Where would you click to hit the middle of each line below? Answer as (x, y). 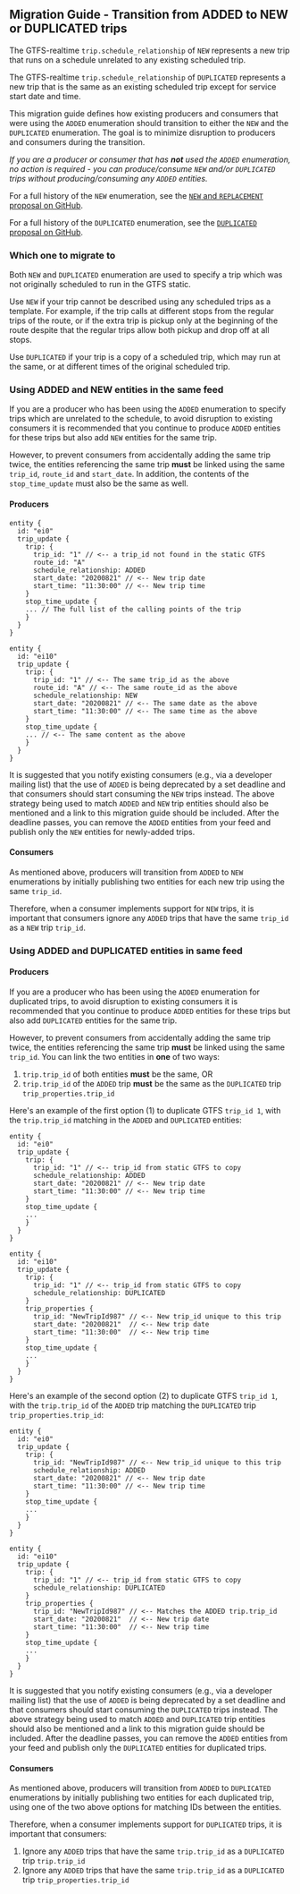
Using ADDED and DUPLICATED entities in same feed (126, 951)
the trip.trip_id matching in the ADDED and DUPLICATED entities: (126, 1120)
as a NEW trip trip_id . (48, 927)
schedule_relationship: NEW (85, 695)
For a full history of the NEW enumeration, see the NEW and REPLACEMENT (136, 195)
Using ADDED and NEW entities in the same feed (117, 390)
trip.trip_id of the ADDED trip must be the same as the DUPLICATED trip (152, 1083)
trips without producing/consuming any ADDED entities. (108, 178)
